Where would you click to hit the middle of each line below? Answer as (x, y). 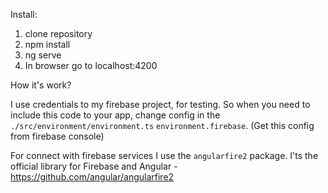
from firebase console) (57, 136)
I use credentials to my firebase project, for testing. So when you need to (160, 104)
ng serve (43, 55)
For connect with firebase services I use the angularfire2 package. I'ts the (164, 155)
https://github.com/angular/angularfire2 (92, 177)
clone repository (58, 33)
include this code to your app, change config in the (115, 115)
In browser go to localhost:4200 (91, 65)
